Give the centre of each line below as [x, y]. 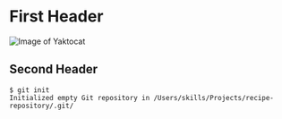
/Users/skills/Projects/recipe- [214, 98]
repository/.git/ [42, 106]
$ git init [30, 90]
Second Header [54, 69]
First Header [56, 17]
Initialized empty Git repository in [80, 98]
